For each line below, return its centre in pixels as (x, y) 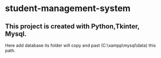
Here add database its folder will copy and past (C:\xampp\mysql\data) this (80, 45)
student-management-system (68, 8)
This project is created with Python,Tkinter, (72, 26)
